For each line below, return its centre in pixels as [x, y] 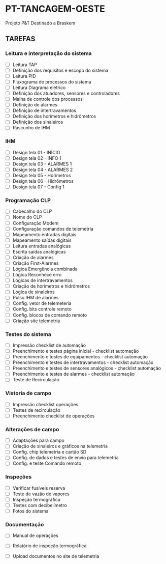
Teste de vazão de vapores [41, 494]
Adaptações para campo [38, 440]
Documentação [25, 525]
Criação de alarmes [33, 257]
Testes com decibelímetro [40, 505]
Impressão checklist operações [45, 404]
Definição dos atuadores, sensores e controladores [66, 93]
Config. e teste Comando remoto [47, 463]
